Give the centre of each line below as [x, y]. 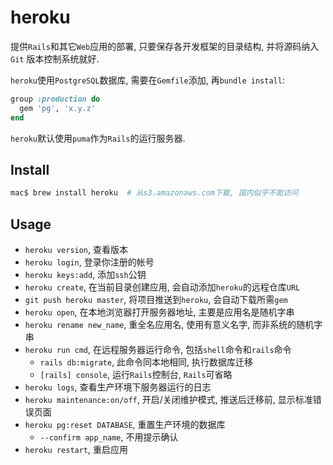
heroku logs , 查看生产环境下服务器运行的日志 [118, 387]
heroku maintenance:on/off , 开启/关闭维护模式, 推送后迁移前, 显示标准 [168, 400]
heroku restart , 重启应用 [76, 450]
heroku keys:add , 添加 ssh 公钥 [85, 275]
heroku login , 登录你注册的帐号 [89, 262]
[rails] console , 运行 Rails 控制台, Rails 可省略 [136, 375]
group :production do [55, 99]
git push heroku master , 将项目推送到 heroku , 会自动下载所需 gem [156, 300]
